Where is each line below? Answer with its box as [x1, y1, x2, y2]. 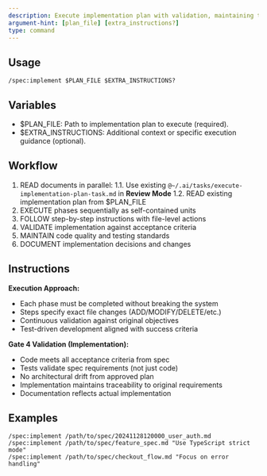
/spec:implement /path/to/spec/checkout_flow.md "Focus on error [8, 453, 229, 461]
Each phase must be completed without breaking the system [19, 298, 219, 308]
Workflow [8, 159, 58, 173]
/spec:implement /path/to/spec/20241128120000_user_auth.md [8, 432, 212, 440]
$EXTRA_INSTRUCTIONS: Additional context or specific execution [19, 128, 237, 137]
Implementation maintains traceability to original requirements [19, 380, 222, 390]
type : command [8, 26, 56, 34]
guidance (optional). [19, 136, 86, 145]
